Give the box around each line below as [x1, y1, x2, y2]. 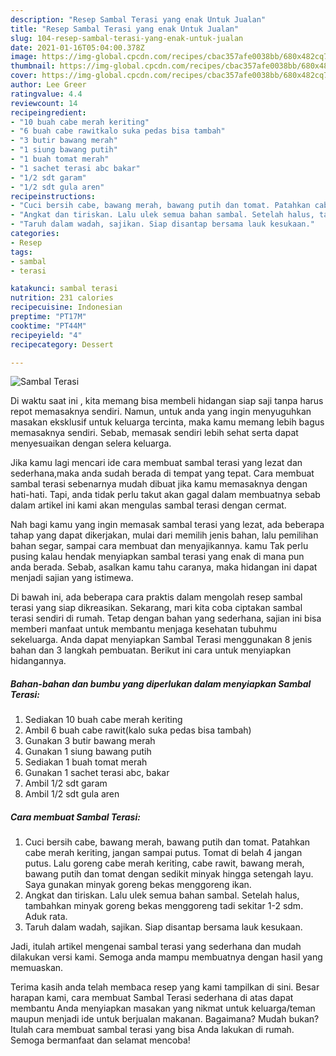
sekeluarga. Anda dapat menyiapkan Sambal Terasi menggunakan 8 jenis [10, 634, 313, 646]
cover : [10, 71, 38, 81]
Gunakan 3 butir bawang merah [24, 735, 156, 747]
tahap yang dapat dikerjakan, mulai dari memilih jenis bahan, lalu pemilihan [10, 529, 319, 541]
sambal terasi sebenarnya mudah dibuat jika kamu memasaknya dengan [10, 478, 308, 490]
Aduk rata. [24, 911, 68, 923]
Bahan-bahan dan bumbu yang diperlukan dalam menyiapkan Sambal [10, 677, 312, 690]
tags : [10, 247, 33, 257]
